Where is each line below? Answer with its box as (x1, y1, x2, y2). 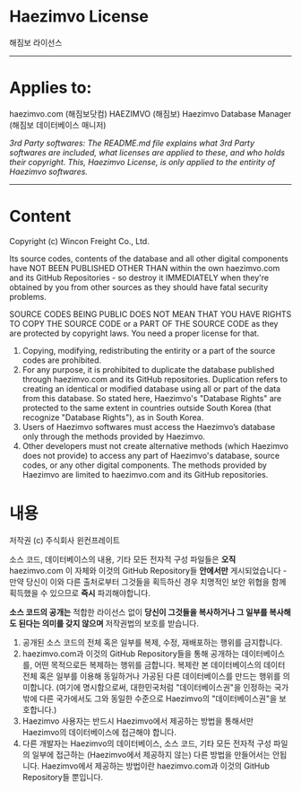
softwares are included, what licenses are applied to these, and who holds (9, 146, 285, 158)
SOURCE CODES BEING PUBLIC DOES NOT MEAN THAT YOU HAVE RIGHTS (9, 308, 292, 320)
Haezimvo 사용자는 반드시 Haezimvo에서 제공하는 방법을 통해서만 (21, 716, 254, 726)
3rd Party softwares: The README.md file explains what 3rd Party (9, 137, 255, 148)
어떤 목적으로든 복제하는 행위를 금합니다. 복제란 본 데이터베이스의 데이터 (34, 659, 286, 670)
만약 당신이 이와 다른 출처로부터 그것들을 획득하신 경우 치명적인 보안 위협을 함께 (9, 576, 287, 587)
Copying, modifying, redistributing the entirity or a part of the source (21, 345, 276, 356)
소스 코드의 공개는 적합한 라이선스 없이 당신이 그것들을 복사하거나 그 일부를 (9, 606, 268, 617)
